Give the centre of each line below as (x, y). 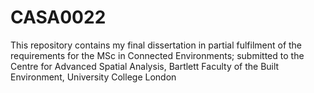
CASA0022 (58, 17)
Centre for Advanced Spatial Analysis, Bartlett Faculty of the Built (145, 66)
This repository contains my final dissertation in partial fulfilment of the (156, 45)
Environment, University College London (93, 77)
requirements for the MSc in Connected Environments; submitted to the (157, 55)
